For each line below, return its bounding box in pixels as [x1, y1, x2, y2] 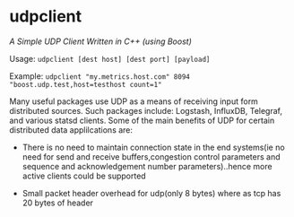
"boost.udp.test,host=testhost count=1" [9, 80, 163, 89]
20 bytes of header [22, 197, 94, 208]
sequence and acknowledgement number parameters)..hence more [22, 161, 272, 171]
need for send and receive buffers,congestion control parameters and [22, 151, 281, 162]
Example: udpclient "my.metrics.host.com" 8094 [9, 70, 190, 82]
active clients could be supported [22, 170, 146, 181]
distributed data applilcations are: [9, 124, 133, 135]
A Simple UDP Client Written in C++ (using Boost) [9, 36, 193, 47]
